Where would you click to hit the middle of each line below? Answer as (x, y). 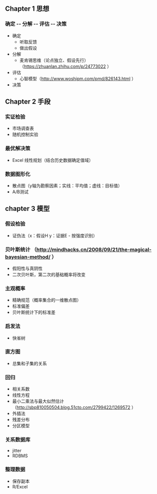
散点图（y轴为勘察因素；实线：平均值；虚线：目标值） (67, 185)
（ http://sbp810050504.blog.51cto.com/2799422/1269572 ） (74, 407)
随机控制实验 (25, 134)
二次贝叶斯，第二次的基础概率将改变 (49, 274)
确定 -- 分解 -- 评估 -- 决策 (36, 24)
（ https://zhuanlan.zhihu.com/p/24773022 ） (65, 66)
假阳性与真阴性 (27, 268)
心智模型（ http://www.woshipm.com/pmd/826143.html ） (78, 78)
